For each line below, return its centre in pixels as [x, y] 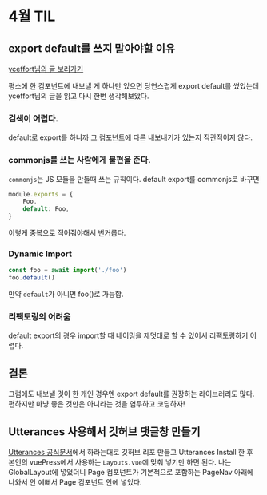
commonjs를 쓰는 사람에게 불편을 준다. [80, 160]
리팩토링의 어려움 [40, 317]
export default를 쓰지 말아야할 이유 [92, 48]
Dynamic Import [40, 254]
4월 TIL [32, 16]
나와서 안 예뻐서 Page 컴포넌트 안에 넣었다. [75, 482]
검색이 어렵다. [33, 118]
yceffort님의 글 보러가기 [46, 69]
